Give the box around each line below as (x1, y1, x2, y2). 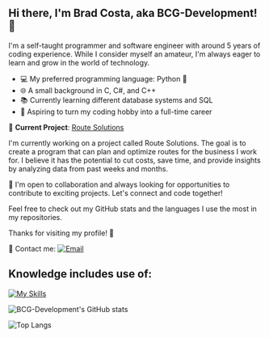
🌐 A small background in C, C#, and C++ (19, 85, 157, 95)
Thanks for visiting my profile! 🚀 (8, 228, 115, 238)
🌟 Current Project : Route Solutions (8, 122, 124, 132)
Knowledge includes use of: (8, 267, 152, 281)
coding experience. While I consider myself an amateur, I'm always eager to (8, 49, 261, 59)
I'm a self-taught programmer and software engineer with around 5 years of (8, 40, 261, 50)
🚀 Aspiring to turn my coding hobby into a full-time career (19, 107, 212, 116)
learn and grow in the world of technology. (8, 57, 150, 67)
